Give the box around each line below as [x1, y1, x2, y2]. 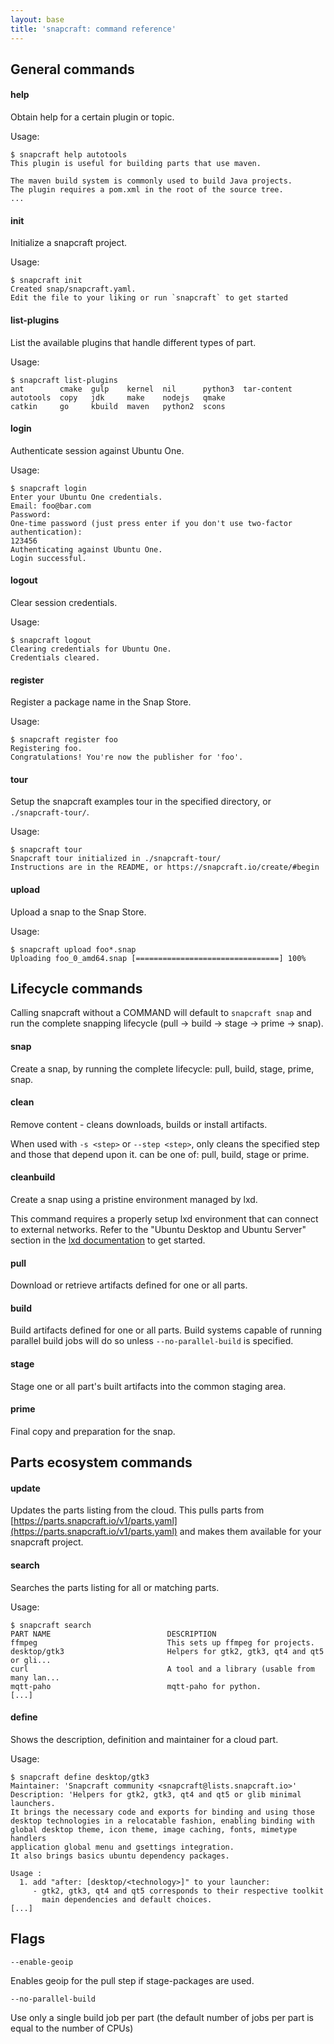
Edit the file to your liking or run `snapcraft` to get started [10, 293, 288, 303]
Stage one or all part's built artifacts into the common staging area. [10, 1380, 287, 1392]
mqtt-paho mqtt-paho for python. [10, 1681, 262, 1691]
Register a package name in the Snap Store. [10, 696, 192, 708]
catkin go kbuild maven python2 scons [10, 401, 226, 411]
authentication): [10, 527, 83, 537]
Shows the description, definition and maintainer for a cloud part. [10, 1733, 279, 1745]
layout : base [10, 14, 65, 25]
